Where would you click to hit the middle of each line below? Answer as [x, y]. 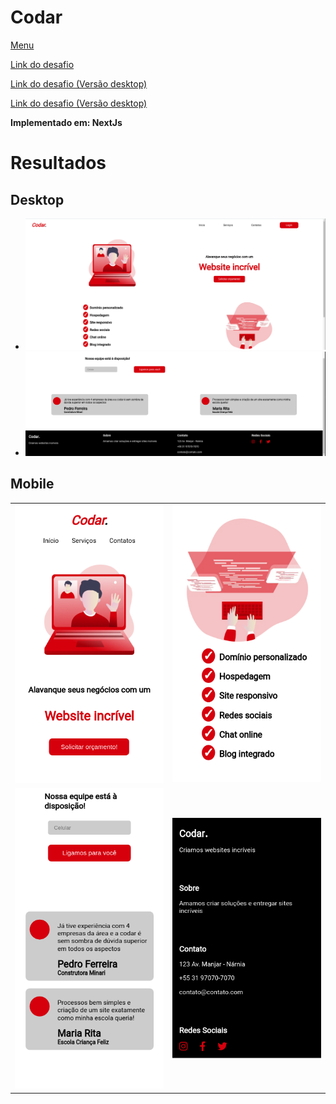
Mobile [32, 484]
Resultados [58, 163]
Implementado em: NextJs [66, 122]
